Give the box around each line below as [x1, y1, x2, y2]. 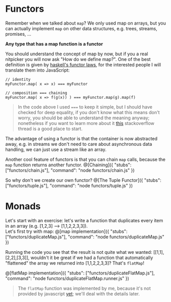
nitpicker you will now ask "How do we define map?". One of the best [5, 56, 151, 62]
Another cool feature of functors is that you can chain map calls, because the [5, 156, 166, 162]
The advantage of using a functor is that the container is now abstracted [5, 135, 158, 141]
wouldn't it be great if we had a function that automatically [30, 254, 153, 261]
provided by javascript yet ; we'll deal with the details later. [17, 290, 140, 297]
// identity [5, 77, 31, 82]
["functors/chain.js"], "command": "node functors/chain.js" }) [5, 167, 135, 173]
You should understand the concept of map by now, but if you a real [5, 51, 148, 57]
